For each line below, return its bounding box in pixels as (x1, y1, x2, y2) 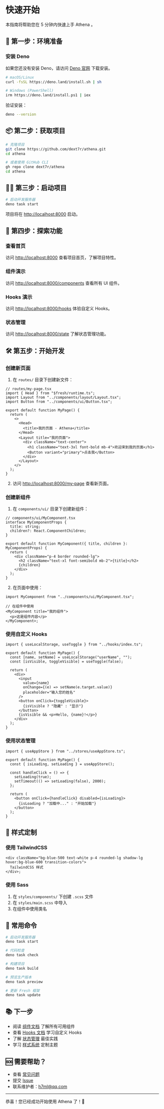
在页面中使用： (12, 585, 43, 591)
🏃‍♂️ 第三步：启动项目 (5, 184, 67, 192)
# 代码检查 (5, 948, 25, 953)
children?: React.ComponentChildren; (10, 529, 87, 533)
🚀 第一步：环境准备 (5, 37, 63, 45)
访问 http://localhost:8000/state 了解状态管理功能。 (5, 331, 109, 337)
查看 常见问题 (12, 1071, 40, 1077)
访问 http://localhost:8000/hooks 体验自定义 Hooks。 (5, 305, 112, 311)
